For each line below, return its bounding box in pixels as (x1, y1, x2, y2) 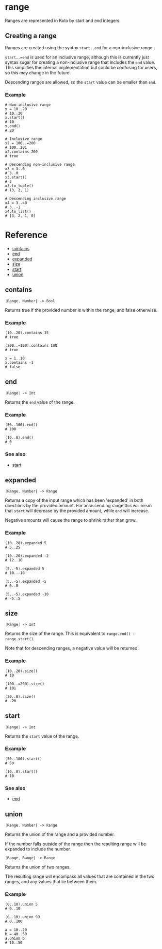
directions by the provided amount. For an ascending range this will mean (5, 503, 152, 509)
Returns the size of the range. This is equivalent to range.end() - (5, 631, 135, 636)
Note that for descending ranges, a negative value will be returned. (5, 645, 139, 651)
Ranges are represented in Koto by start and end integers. (5, 18, 121, 23)
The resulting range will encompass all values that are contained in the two (5, 873, 155, 879)
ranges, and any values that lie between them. (5, 878, 97, 884)
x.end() (5, 124, 21, 129)
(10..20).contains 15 (5, 331, 49, 336)
